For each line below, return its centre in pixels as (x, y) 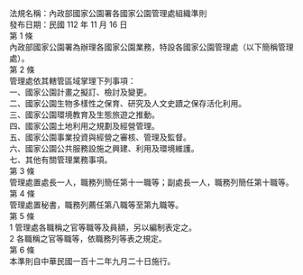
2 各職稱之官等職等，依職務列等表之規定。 (88, 238)
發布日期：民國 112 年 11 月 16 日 (69, 24)
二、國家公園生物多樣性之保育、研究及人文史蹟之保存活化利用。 (128, 103)
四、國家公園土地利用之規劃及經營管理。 (84, 126)
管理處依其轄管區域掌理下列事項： (73, 81)
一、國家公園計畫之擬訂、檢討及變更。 (80, 92)
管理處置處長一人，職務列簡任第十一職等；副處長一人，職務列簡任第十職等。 (151, 182)
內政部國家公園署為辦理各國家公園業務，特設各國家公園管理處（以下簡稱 (143, 47)
